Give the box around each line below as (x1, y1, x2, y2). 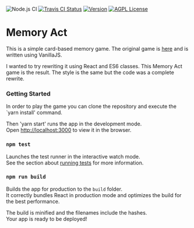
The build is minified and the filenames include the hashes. (6, 209, 147, 216)
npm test (6, 141, 31, 148)
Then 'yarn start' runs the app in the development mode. (6, 120, 142, 128)
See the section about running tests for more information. (6, 159, 144, 166)
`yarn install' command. (6, 109, 63, 116)
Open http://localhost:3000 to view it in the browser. (6, 127, 132, 134)
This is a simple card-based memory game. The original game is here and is (6, 45, 189, 52)
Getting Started (6, 89, 51, 97)
